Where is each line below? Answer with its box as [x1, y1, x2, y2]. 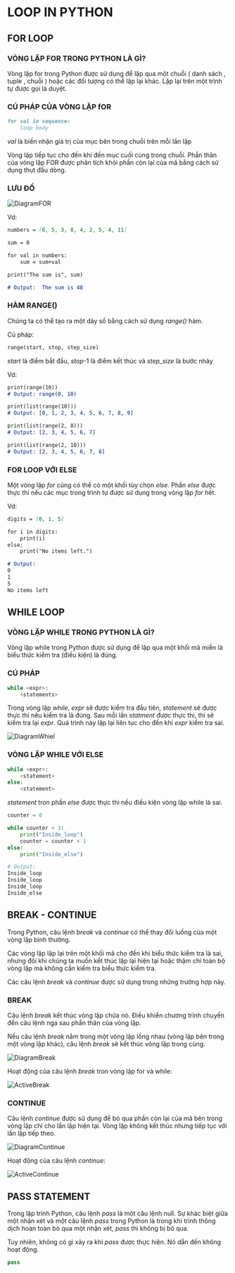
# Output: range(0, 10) [7, 390, 77, 398]
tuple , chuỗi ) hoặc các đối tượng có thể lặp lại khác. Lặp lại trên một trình [7, 77, 223, 85]
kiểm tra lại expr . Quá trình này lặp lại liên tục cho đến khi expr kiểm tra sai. [7, 719, 225, 727]
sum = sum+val [20, 258, 61, 265]
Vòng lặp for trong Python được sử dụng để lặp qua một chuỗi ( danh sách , [7, 69, 227, 77]
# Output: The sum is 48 [7, 284, 83, 291]
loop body [20, 125, 49, 132]
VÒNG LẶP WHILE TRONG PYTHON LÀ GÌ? [7, 627, 155, 637]
